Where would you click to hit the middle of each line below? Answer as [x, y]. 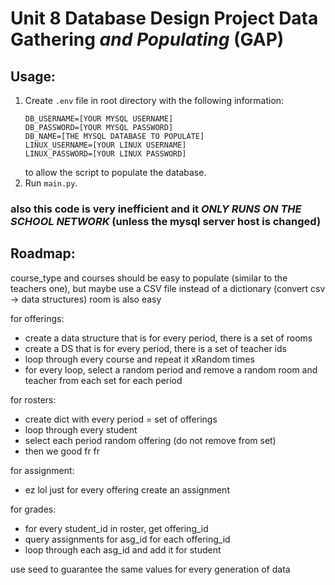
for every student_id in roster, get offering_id [116, 528]
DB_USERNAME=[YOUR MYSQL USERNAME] [99, 119]
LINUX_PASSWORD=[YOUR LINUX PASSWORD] [105, 154]
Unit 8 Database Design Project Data [164, 18]
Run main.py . [51, 183]
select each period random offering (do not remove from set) [150, 440]
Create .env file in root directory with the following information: [154, 100]
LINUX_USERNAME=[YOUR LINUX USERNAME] [105, 145]
